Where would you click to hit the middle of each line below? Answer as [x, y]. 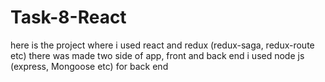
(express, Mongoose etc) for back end [89, 66]
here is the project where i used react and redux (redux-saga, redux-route [162, 45]
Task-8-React [68, 17]
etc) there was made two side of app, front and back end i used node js [157, 55]
